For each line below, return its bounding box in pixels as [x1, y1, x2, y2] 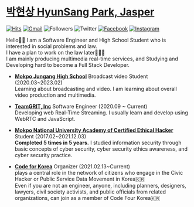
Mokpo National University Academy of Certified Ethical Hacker [14, 127, 173, 134]
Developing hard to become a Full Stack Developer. [6, 61, 130, 68]
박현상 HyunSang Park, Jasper [6, 5, 155, 19]
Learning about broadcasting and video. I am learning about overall [14, 85, 177, 92]
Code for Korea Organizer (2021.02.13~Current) [14, 162, 131, 170]
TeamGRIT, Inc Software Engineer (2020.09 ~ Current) [14, 103, 148, 110]
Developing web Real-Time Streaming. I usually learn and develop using [14, 109, 189, 116]
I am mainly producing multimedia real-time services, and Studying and [6, 55, 179, 62]
